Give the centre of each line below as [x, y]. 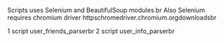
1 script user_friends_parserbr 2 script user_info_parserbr [91, 31]
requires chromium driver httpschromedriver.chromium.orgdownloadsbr [112, 17]
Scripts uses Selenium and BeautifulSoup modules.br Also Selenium [106, 10]
